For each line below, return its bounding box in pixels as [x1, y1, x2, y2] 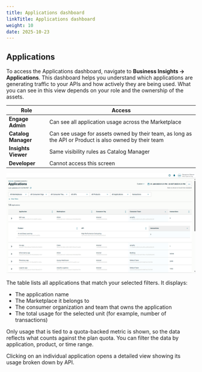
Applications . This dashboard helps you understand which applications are [6, 74, 194, 81]
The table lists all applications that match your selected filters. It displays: [6, 279, 188, 286]
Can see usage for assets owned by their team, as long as [49, 130, 192, 138]
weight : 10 [6, 22, 34, 28]
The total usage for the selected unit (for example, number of [14, 309, 167, 317]
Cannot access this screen [49, 159, 115, 166]
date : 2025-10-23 [6, 29, 50, 35]
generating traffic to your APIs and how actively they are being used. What [6, 81, 191, 88]
